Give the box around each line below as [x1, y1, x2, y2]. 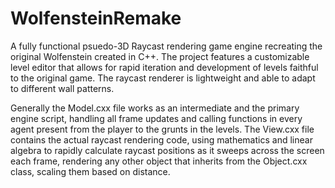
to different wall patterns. [10, 82, 115, 94]
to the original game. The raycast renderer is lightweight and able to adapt [10, 72, 316, 84]
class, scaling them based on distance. [10, 165, 171, 177]
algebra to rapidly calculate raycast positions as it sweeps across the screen [10, 144, 325, 156]
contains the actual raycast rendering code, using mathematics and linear [10, 133, 313, 146]
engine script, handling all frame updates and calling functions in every [10, 112, 303, 124]
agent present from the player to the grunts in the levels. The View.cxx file [10, 123, 315, 135]
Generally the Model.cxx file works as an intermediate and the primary [10, 102, 300, 114]
